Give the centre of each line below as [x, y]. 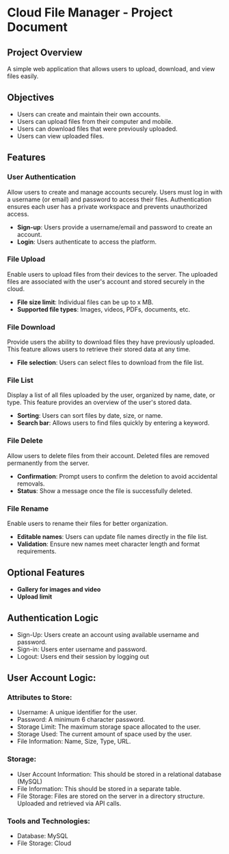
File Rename [28, 508]
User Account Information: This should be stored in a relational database [119, 774]
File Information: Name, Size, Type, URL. [74, 742]
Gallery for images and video [59, 589]
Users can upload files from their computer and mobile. [95, 121]
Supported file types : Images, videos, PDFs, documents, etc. [103, 309]
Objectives [31, 98]
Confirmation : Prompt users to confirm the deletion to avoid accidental [117, 476]
